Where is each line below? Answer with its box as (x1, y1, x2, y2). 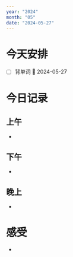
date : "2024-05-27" (6, 20, 55, 26)
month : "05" (6, 14, 36, 20)
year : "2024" (6, 8, 39, 15)
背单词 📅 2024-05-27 (14, 68, 67, 75)
